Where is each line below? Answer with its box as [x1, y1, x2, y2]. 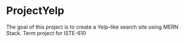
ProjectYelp [6, 4, 65, 17]
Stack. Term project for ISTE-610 [6, 29, 87, 36]
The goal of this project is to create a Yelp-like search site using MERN [6, 23, 179, 30]
